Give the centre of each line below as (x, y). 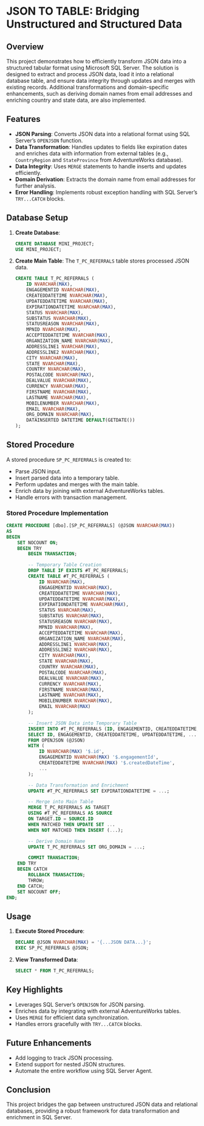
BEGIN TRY (30, 548)
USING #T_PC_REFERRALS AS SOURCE (70, 813)
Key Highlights (35, 990)
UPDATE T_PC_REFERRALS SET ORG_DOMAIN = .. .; (87, 847)
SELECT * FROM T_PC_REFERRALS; (55, 971)
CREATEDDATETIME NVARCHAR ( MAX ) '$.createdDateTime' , (107, 763)
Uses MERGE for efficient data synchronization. (72, 1017)
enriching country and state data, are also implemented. (76, 100)
